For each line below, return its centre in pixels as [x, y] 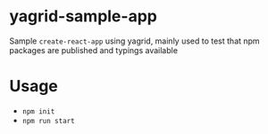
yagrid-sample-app [84, 16]
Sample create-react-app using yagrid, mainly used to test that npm [135, 41]
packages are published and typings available [94, 50]
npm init [38, 111]
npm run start [48, 121]
